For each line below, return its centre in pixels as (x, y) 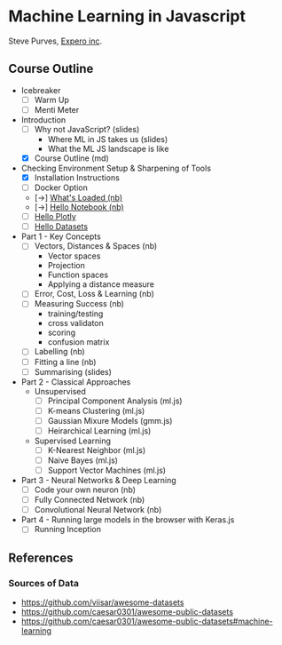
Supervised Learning (73, 441)
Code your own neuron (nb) (85, 490)
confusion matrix (78, 342)
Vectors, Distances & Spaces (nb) (96, 246)
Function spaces (78, 275)
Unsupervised (60, 391)
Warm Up (52, 100)
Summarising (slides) (73, 371)
